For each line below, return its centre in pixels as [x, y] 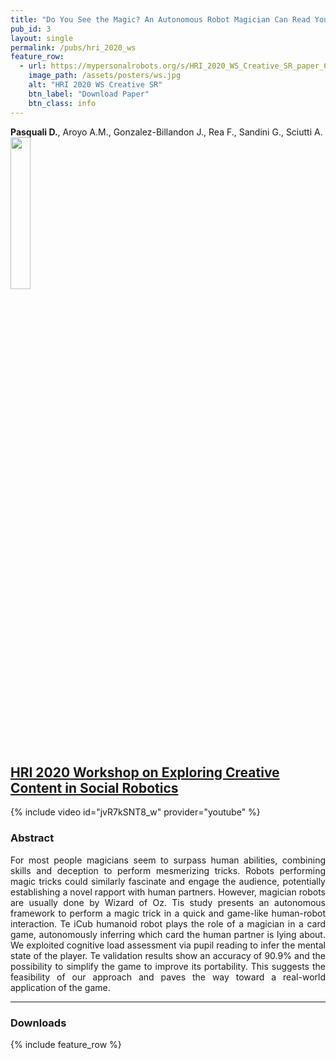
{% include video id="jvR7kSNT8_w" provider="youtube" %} [135, 812]
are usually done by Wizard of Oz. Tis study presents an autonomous [168, 902]
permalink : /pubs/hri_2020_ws [73, 47]
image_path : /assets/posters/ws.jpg [105, 76]
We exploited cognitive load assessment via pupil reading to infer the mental [168, 945]
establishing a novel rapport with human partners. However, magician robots [168, 892]
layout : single [42, 38]
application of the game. [60, 987]
